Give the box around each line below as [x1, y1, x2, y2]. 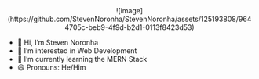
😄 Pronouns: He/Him [16, 63, 86, 72]
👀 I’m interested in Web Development [16, 46, 137, 56]
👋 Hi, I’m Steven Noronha [16, 38, 99, 47]
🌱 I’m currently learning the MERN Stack [16, 55, 148, 63]
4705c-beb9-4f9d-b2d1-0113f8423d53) [64, 23, 195, 32]
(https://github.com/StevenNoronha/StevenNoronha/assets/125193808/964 [7, 14, 252, 23]
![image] [115, 6, 144, 15]
